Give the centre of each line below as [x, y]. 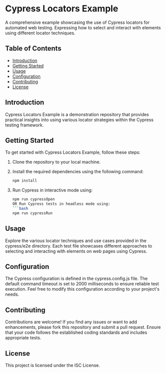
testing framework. [25, 125]
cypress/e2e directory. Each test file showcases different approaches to [79, 246]
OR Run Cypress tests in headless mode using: [61, 204]
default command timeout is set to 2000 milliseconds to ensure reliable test [82, 284]
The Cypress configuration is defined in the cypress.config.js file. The [76, 279]
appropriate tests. [23, 338]
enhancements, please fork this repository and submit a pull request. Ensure [83, 327]
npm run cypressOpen [33, 199]
